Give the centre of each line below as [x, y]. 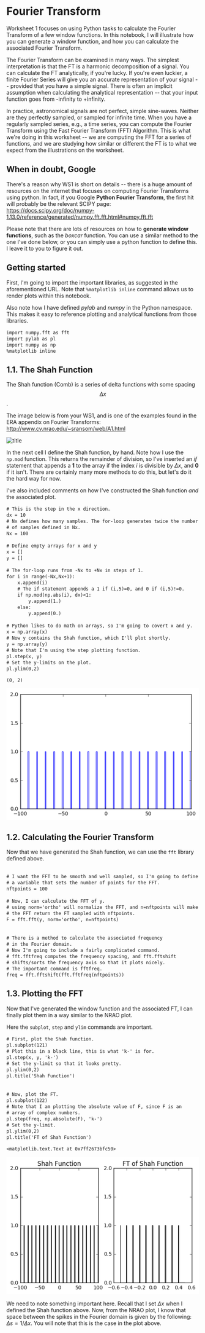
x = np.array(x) [27, 632]
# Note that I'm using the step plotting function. [73, 651]
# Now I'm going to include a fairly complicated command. [83, 950]
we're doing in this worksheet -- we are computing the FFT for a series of [99, 137]
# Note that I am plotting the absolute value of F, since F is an [94, 1107]
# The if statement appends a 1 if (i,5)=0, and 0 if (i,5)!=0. [101, 589]
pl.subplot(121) [27, 1045]
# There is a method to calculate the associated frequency [85, 938]
